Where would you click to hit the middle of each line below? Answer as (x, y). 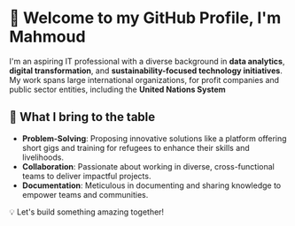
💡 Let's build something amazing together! (87, 212)
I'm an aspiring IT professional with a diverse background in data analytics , (147, 61)
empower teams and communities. (85, 194)
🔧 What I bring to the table (82, 117)
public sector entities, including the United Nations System (117, 89)
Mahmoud (47, 37)
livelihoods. (43, 157)
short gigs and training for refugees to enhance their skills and (136, 147)
